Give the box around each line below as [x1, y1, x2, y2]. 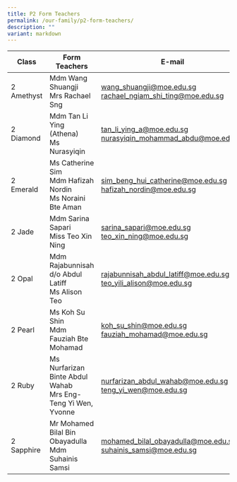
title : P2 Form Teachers [7, 10, 80, 18]
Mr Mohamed [49, 418, 94, 428]
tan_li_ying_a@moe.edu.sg [101, 124, 189, 134]
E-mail [161, 57, 185, 67]
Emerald [11, 184, 39, 194]
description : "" [7, 23, 55, 30]
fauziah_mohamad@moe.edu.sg [101, 329, 208, 339]
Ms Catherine [49, 158, 95, 168]
